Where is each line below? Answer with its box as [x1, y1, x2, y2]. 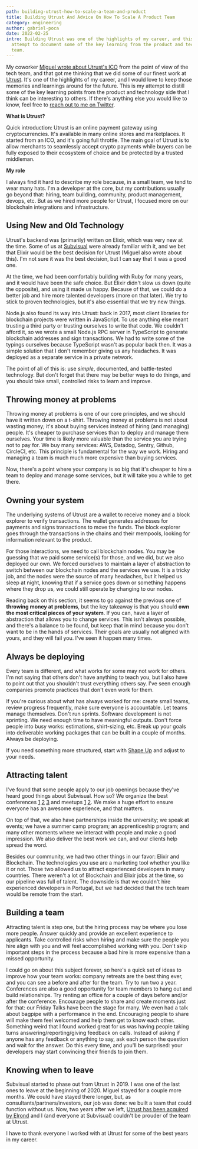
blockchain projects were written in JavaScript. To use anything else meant [6, 316, 189, 323]
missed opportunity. [6, 954, 55, 962]
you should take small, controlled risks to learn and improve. [6, 377, 152, 384]
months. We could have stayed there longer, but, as [6, 1093, 131, 1101]
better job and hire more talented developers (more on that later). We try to [6, 292, 188, 299]
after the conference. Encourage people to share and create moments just [6, 998, 186, 1005]
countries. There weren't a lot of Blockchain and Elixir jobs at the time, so [6, 872, 184, 879]
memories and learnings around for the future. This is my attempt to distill [6, 82, 184, 89]
